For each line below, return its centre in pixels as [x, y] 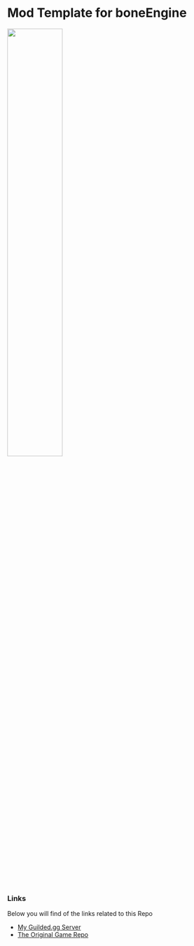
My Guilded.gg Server [49, 927]
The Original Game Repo [53, 935]
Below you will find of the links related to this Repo [80, 914]
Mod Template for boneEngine [97, 13]
